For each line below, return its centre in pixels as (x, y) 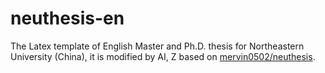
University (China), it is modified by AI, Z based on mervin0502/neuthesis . (163, 56)
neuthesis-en (67, 18)
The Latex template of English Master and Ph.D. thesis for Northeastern (157, 46)
